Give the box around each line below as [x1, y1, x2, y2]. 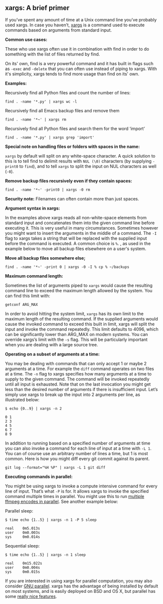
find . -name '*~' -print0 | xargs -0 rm [5, 187, 91, 192]
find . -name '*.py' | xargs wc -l [5, 99, 77, 104]
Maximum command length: [5, 273, 63, 279]
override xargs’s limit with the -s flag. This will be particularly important [5, 337, 148, 342]
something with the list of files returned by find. [5, 51, 100, 57]
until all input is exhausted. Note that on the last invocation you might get [5, 381, 151, 387]
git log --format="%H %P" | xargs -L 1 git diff [5, 465, 106, 470]
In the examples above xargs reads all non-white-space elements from [5, 214, 147, 220]
